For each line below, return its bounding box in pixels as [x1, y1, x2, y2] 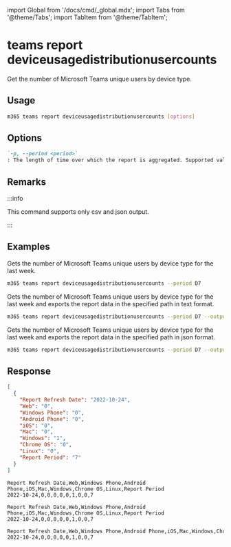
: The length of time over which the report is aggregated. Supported [7, 157, 214, 164]
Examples [7, 241, 50, 252]
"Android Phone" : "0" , [19, 415, 85, 423]
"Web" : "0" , [19, 403, 54, 410]
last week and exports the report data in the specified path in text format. [7, 299, 214, 308]
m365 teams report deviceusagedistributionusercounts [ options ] [7, 113, 195, 120]
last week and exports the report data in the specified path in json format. [7, 332, 215, 341]
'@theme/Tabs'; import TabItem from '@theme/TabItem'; [7, 13, 168, 21]
